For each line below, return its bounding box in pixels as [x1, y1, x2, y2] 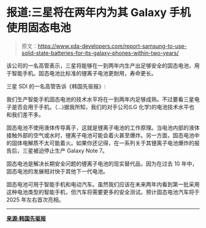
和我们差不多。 [6, 111, 44, 118]
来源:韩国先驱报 [6, 215, 46, 222]
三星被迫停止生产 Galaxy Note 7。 [22, 146, 109, 154]
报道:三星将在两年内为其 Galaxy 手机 [6, 6, 191, 20]
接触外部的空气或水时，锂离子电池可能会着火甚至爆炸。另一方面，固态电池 [6, 131, 194, 139]
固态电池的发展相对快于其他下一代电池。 [6, 167, 109, 175]
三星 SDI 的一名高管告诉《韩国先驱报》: [6, 82, 106, 89]
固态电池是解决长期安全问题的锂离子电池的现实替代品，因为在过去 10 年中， [6, 160, 198, 167]
